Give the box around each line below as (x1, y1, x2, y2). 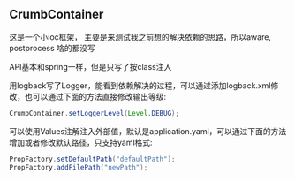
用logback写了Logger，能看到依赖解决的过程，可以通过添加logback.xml (9, 79, 271, 91)
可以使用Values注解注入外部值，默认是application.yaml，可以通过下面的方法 (9, 125, 287, 136)
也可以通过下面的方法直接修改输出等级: (24, 91, 167, 102)
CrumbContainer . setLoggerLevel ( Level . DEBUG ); (9, 109, 179, 117)
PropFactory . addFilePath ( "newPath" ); (9, 162, 148, 171)
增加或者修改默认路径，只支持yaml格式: (9, 137, 153, 147)
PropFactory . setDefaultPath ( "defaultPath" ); (9, 155, 176, 163)
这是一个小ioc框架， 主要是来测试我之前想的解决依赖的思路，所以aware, (9, 31, 272, 42)
